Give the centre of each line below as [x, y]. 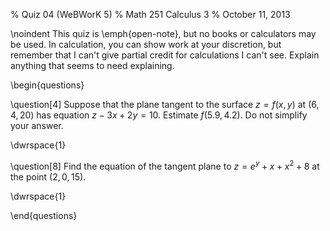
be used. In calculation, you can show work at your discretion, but [146, 44]
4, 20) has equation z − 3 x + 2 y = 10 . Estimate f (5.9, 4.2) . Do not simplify [159, 115]
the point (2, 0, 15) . [48, 176]
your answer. [37, 125]
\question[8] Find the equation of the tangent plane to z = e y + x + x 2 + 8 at [165, 165]
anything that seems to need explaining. [92, 65]
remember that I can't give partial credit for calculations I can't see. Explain [165, 55]
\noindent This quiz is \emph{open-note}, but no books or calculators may [163, 33]
